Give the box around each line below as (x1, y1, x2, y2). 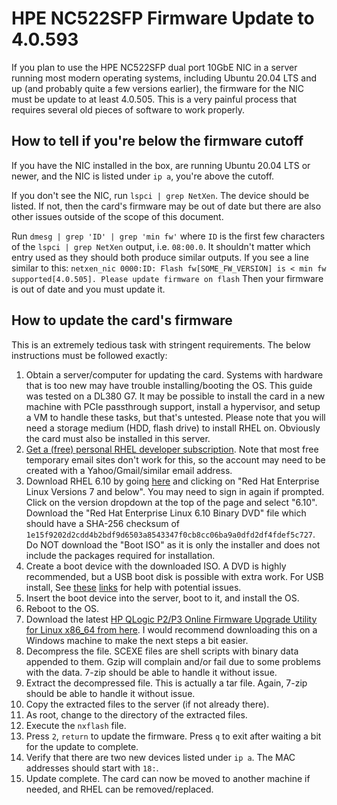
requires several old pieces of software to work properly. (11, 103, 246, 116)
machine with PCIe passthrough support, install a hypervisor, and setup (25, 400, 321, 412)
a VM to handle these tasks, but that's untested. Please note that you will (25, 411, 326, 423)
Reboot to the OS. (25, 602, 100, 614)
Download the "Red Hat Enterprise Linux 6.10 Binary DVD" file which (25, 507, 307, 519)
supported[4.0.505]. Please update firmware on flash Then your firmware (11, 272, 324, 284)
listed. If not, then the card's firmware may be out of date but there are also (11, 200, 322, 212)
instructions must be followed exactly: (11, 349, 168, 361)
